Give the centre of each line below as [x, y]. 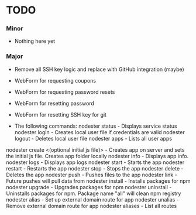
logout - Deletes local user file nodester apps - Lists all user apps [93, 138]
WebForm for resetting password [54, 103]
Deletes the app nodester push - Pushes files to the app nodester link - [92, 175]
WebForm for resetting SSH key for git [61, 114]
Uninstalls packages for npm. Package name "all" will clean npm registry [94, 193]
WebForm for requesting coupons [55, 80]
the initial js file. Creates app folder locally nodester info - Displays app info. [97, 156]
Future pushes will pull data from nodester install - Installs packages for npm [98, 181]
